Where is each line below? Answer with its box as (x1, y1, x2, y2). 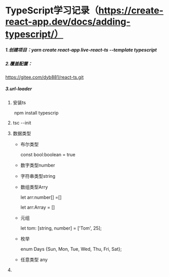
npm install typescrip (14, 109, 59, 116)
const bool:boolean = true (20, 151, 76, 157)
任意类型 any (20, 256, 48, 263)
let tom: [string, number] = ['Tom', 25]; (20, 225, 102, 231)
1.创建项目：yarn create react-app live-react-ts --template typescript (5, 47, 157, 53)
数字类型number (20, 162, 55, 168)
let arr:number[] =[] (20, 194, 62, 200)
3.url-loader (5, 86, 32, 92)
